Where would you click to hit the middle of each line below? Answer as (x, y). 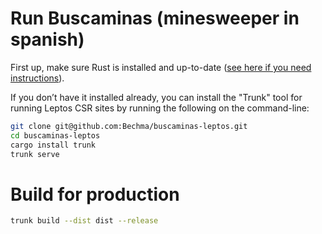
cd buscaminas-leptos (55, 135)
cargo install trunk (53, 145)
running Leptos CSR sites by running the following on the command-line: (160, 108)
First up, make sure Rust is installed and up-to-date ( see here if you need (161, 67)
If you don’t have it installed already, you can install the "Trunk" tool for (156, 97)
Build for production (95, 194)
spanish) (47, 39)
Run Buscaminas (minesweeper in (155, 18)
